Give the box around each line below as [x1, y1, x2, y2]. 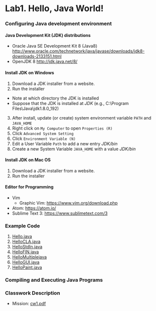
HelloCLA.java [12, 239, 41, 244]
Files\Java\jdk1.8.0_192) [12, 105, 59, 111]
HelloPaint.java [12, 264, 42, 270]
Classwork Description [5, 290, 60, 296]
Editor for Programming [5, 184, 53, 190]
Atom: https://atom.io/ [12, 205, 56, 211]
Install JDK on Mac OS [5, 157, 51, 163]
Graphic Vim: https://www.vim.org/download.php [19, 200, 118, 206]
